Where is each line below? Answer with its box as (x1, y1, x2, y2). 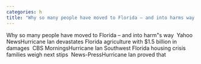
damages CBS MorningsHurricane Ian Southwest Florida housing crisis (6, 44, 186, 52)
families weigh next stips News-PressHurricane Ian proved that (6, 51, 166, 58)
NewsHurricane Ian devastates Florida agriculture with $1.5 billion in (6, 38, 177, 45)
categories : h (6, 9, 43, 15)
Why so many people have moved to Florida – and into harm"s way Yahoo (6, 31, 193, 38)
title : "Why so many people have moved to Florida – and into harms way (6, 15, 195, 21)
